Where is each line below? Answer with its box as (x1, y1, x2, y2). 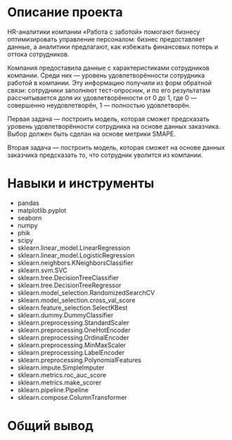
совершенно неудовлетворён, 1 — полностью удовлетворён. (7, 101, 191, 109)
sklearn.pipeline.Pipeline (17, 385, 89, 394)
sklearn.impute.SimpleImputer (17, 363, 105, 372)
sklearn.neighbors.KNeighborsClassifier (17, 258, 134, 267)
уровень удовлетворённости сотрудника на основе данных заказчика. (7, 122, 221, 130)
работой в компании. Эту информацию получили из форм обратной (7, 78, 212, 87)
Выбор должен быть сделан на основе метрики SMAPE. (7, 130, 176, 138)
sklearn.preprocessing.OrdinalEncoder (17, 333, 129, 341)
